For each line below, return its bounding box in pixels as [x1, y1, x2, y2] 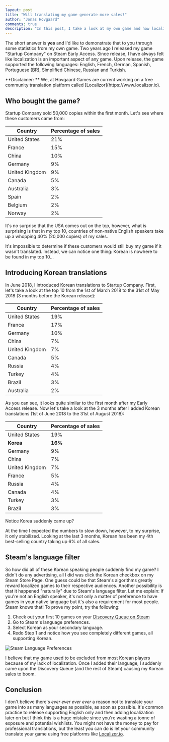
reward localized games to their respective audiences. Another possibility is [5, 582, 162, 589]
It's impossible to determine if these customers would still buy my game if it [5, 243, 162, 249]
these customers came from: [5, 115, 65, 121]
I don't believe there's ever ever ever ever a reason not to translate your [5, 699, 153, 705]
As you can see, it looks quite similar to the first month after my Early [5, 400, 148, 406]
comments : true [5, 21, 37, 27]
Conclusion [5, 685, 42, 694]
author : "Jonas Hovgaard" [5, 17, 59, 22]
